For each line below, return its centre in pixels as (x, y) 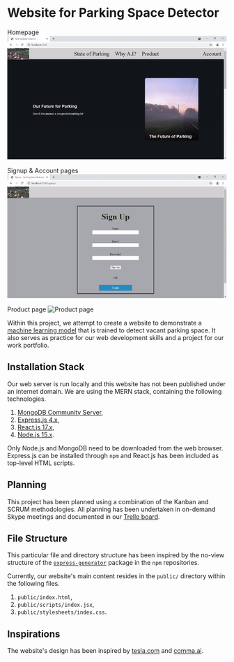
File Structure (37, 538)
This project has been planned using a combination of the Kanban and (108, 501)
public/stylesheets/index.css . (62, 612)
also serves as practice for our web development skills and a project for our (116, 337)
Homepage (23, 32)
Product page (27, 309)
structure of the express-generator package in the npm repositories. (103, 563)
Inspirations (34, 634)
